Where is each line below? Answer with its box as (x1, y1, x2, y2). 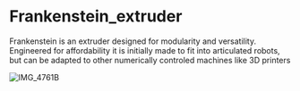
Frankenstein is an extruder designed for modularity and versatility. (9, 36, 257, 46)
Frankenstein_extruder (9, 6, 183, 27)
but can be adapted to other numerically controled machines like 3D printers (9, 54, 291, 65)
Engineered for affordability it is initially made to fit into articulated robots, (9, 45, 280, 55)
